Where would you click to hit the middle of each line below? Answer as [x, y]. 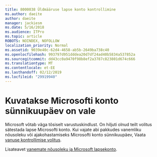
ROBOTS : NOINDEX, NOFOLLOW [32, 41]
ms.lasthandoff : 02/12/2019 [33, 72]
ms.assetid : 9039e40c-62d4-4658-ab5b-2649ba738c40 [57, 50]
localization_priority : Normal [37, 45]
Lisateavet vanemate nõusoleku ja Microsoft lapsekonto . [61, 149]
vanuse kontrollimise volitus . [33, 140]
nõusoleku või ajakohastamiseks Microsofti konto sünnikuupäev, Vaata [76, 135]
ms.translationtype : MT [29, 63]
